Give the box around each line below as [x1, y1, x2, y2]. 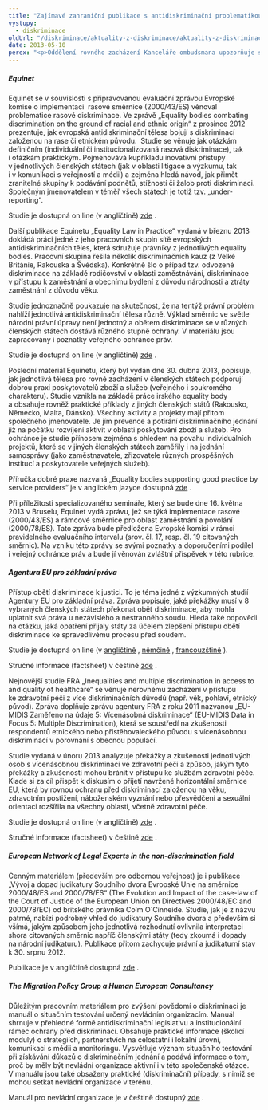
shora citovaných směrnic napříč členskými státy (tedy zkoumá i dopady [8, 930, 247, 939]
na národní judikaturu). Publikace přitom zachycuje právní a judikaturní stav [8, 939, 256, 948]
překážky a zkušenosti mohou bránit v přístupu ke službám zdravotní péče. [8, 767, 255, 777]
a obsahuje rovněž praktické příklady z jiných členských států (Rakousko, [8, 400, 249, 409]
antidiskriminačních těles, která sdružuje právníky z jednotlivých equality [8, 242, 247, 252]
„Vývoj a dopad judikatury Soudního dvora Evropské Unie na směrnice [8, 879, 239, 889]
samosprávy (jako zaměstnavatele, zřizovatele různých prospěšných [8, 450, 234, 459]
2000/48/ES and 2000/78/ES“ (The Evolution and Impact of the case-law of [8, 888, 258, 897]
